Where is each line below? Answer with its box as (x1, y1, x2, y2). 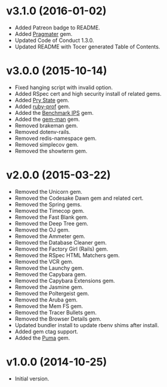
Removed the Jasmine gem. (14, 283, 83, 291)
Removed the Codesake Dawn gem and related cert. (14, 194, 144, 202)
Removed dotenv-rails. (14, 128, 71, 135)
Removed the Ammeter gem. (14, 232, 85, 240)
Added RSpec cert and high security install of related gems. (14, 90, 162, 97)
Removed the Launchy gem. (14, 264, 84, 272)
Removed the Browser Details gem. (14, 315, 101, 322)
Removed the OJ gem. (14, 226, 70, 233)
